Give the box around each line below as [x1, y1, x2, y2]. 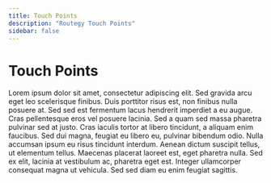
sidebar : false [8, 27, 60, 35]
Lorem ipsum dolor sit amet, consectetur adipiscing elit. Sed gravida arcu [8, 88, 252, 98]
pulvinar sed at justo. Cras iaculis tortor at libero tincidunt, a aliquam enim [8, 123, 253, 132]
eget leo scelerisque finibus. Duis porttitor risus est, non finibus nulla [8, 97, 238, 106]
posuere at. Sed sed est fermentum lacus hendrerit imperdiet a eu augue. [8, 106, 253, 115]
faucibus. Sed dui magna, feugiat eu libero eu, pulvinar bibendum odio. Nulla [8, 131, 264, 141]
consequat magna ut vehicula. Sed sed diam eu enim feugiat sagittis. [8, 165, 238, 175]
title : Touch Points [8, 11, 78, 20]
